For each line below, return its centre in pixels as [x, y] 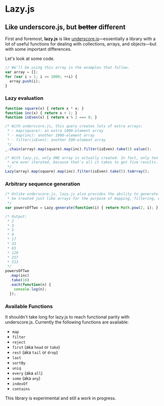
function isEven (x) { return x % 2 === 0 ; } [51, 118]
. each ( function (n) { [30, 284]
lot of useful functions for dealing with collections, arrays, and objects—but [81, 44]
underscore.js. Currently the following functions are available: [67, 322]
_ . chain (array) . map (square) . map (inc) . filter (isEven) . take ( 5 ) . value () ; [78, 149]
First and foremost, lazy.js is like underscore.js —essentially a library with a [80, 39]
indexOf [20, 384]
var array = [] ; [21, 72]
